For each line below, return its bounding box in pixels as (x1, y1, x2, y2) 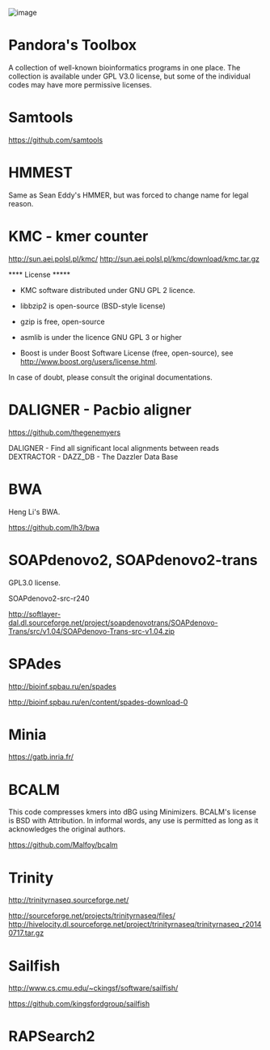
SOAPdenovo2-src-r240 (8, 593, 91, 603)
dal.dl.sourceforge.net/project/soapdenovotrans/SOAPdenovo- (8, 618, 218, 627)
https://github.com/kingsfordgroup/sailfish (8, 999, 150, 1009)
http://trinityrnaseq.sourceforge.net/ (8, 895, 129, 905)
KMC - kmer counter (8, 227, 149, 245)
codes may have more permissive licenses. (8, 79, 152, 89)
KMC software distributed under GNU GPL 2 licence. (19, 285, 196, 295)
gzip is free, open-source (19, 317, 105, 326)
